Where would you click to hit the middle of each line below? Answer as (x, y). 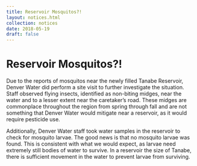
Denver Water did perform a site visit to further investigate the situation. (95, 88)
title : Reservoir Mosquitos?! (44, 12)
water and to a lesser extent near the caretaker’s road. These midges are (96, 100)
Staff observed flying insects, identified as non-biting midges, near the (94, 94)
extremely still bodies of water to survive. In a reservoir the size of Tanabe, (99, 150)
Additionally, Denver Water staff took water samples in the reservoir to (93, 131)
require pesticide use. (33, 120)
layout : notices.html (33, 18)
